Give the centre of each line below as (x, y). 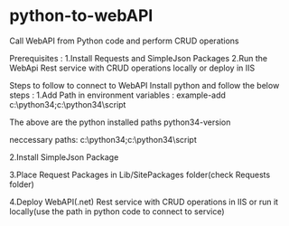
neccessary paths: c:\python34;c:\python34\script (103, 139)
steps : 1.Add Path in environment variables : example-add (117, 95)
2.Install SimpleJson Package (64, 157)
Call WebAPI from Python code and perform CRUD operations (124, 41)
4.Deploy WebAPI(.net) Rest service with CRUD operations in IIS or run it (144, 202)
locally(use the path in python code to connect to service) (117, 211)
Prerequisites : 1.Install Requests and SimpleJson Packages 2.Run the (139, 58)
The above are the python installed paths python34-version (120, 122)
